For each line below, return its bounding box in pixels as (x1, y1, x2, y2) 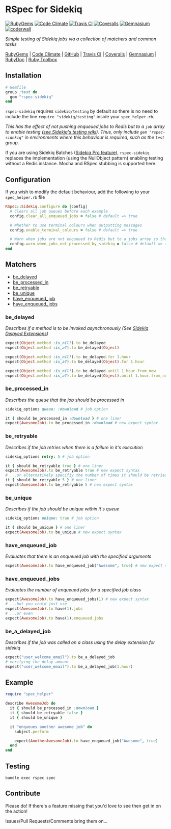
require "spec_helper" (5, 692, 53, 697)
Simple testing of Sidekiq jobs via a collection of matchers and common (5, 36, 157, 42)
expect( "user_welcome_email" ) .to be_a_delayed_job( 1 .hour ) (5, 664, 133, 669)
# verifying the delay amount (5, 659, 70, 664)
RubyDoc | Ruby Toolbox (5, 56, 58, 62)
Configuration (5, 175, 51, 184)
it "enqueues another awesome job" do (10, 724, 93, 730)
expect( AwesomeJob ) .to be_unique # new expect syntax (5, 529, 122, 535)
